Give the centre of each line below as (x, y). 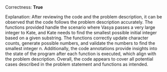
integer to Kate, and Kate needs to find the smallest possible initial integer (81, 33)
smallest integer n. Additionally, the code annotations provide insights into (81, 48)
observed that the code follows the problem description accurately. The (79, 22)
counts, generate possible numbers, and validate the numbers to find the (80, 43)
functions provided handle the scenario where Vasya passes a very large (80, 27)
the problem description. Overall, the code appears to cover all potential (79, 59)
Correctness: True (24, 7)
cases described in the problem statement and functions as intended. (77, 64)
